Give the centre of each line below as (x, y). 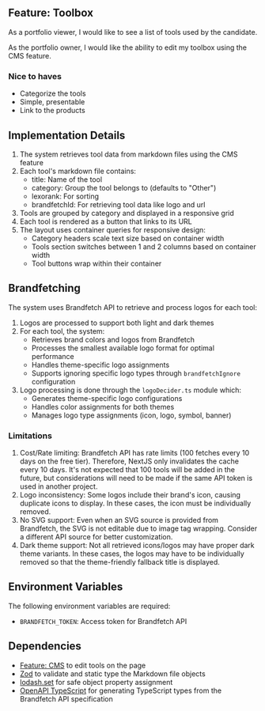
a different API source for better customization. (96, 537)
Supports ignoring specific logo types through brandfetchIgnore (136, 373)
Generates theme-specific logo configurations (107, 398)
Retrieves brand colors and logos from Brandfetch (113, 339)
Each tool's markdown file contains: (78, 171)
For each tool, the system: (62, 331)
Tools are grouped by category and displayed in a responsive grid (127, 213)
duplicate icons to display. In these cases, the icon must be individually (135, 503)
